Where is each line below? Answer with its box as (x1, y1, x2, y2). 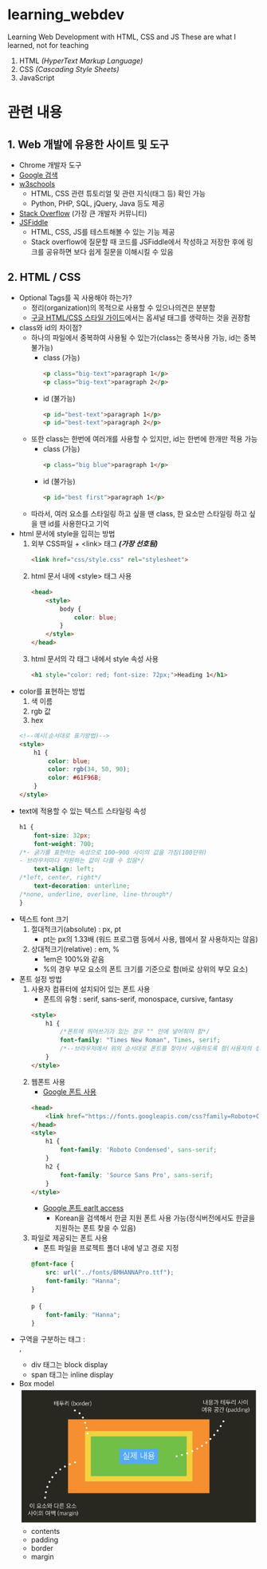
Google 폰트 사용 (42, 1087, 97, 1097)
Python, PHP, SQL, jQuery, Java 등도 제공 (30, 198, 165, 208)
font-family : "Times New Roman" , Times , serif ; (59, 1036, 221, 1045)
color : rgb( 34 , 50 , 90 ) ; (48, 765, 131, 773)
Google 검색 (18, 170, 58, 180)
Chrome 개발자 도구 (18, 160, 82, 169)
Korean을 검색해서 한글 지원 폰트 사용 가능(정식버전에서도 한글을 (54, 1213, 256, 1223)
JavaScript (18, 73, 55, 82)
